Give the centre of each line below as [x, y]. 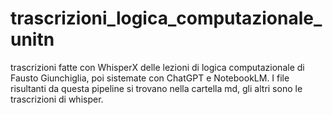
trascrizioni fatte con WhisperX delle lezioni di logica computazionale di [157, 67]
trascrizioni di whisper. [57, 99]
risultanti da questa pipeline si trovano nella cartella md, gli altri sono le [156, 88]
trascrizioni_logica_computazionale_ [166, 18]
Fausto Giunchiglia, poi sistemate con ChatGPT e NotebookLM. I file [150, 78]
